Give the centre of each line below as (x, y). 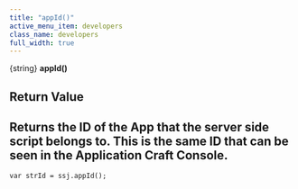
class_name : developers (54, 34)
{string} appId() (38, 68)
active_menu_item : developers (66, 26)
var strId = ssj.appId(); (58, 176)
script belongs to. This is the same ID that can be (149, 142)
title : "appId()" (42, 18)
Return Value (47, 97)
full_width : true (42, 43)
